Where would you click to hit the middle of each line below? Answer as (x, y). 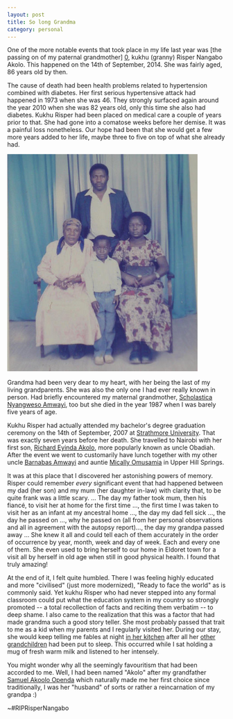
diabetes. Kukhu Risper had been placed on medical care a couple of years (114, 115)
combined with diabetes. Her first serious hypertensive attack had (102, 93)
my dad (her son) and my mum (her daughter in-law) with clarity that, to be (114, 490)
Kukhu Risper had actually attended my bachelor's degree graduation (106, 425)
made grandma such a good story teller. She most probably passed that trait (116, 622)
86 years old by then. (37, 72)
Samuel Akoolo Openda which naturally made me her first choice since (109, 680)
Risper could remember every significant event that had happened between (115, 484)
